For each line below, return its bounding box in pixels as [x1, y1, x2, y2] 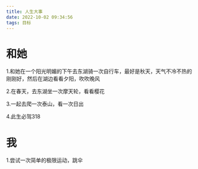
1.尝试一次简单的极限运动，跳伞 [6, 157, 83, 164]
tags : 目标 [6, 20, 32, 25]
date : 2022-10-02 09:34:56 [6, 14, 73, 20]
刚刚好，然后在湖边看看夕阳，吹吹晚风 [6, 75, 100, 82]
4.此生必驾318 [6, 113, 40, 120]
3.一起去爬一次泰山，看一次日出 [6, 100, 84, 107]
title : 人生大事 [6, 8, 43, 15]
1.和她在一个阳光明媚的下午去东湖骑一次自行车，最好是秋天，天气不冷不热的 [6, 68, 192, 75]
